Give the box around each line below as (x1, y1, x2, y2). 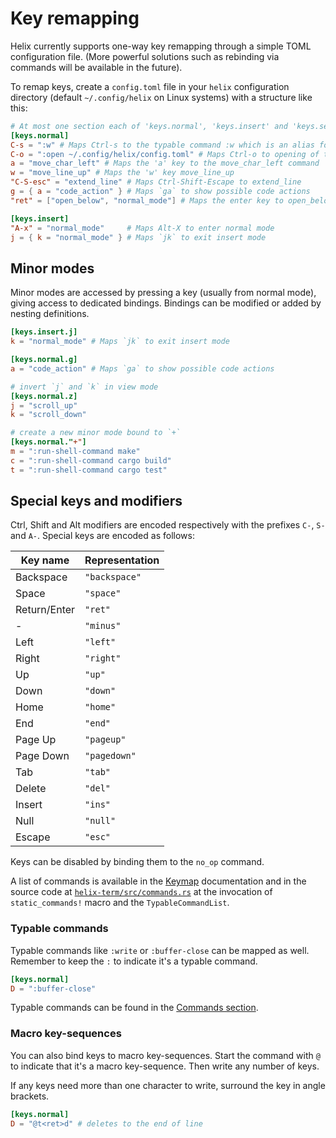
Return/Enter (15, 603, 76, 617)
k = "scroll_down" (10, 410, 87, 420)
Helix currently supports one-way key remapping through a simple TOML (10, 40, 312, 52)
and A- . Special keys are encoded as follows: (10, 530, 195, 542)
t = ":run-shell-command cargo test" (10, 465, 168, 475)
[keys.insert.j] (10, 327, 78, 337)
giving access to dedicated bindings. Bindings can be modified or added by (10, 297, 322, 309)
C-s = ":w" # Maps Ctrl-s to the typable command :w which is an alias (10, 140, 315, 150)
